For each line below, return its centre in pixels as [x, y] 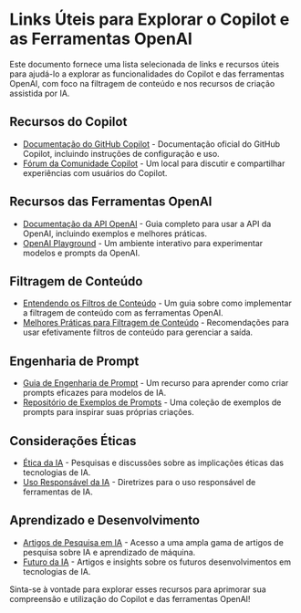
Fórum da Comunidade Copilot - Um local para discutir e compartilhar [154, 163]
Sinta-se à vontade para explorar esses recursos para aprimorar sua [138, 589]
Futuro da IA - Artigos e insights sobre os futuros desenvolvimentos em [157, 562]
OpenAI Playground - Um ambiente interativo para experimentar [143, 243]
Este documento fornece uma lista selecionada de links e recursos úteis [145, 64]
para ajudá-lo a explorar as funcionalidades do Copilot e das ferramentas [147, 74]
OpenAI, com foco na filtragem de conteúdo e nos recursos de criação [142, 83]
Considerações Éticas [73, 441]
